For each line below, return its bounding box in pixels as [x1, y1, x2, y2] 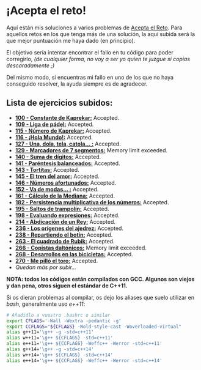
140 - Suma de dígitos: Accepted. [15, 153, 101, 160]
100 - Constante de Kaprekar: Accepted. [15, 114, 120, 121]
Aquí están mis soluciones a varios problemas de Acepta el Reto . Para [6, 24, 183, 31]
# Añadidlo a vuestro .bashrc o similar [6, 312, 111, 318]
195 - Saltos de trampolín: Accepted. [15, 205, 109, 212]
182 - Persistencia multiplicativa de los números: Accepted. [15, 198, 169, 205]
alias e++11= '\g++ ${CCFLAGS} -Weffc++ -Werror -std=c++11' [6, 341, 163, 347]
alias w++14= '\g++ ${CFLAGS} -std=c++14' [6, 352, 114, 358]
